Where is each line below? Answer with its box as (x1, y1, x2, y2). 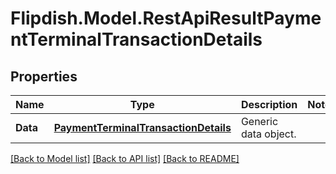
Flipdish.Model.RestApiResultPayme (10, 7, 322, 30)
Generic (240, 115, 279, 128)
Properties (10, 68, 78, 85)
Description (240, 98, 298, 111)
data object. (240, 127, 297, 141)
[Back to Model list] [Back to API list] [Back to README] (10, 153, 240, 164)
